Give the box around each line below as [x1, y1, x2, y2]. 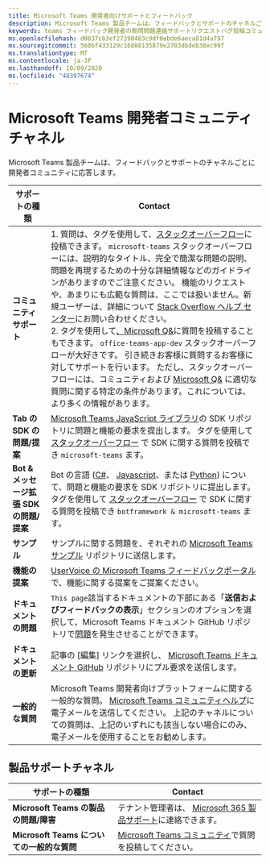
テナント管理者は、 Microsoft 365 [117, 803, 247, 814]
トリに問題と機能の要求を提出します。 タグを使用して [51, 425, 253, 436]
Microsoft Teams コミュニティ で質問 [117, 829, 256, 841]
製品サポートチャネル [8, 761, 114, 775]
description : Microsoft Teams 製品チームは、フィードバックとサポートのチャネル [8, 19, 256, 27]
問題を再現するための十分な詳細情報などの [51, 264, 212, 276]
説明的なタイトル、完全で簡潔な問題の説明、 [83, 252, 252, 264]
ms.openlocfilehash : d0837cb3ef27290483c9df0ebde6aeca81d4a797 [8, 34, 225, 43]
